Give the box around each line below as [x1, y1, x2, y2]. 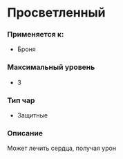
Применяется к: [7, 30, 64, 39]
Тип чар [7, 95, 35, 105]
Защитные [17, 111, 48, 120]
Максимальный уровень [7, 62, 95, 72]
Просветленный [7, 5, 106, 21]
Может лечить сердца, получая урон [7, 144, 116, 153]
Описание [7, 129, 44, 138]
